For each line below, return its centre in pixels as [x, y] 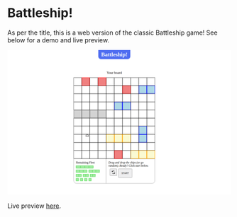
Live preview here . [34, 206]
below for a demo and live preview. [59, 40]
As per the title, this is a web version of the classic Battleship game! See [112, 33]
